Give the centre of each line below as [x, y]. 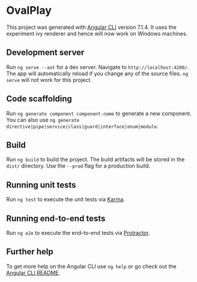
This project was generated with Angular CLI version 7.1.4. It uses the [92, 27]
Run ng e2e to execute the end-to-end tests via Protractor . [78, 233]
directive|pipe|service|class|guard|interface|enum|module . [82, 126]
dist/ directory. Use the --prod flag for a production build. [78, 166]
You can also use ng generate [43, 120]
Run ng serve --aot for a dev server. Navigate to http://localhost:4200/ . [98, 67]
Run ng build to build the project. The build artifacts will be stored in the [95, 160]
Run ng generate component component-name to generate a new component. [99, 113]
